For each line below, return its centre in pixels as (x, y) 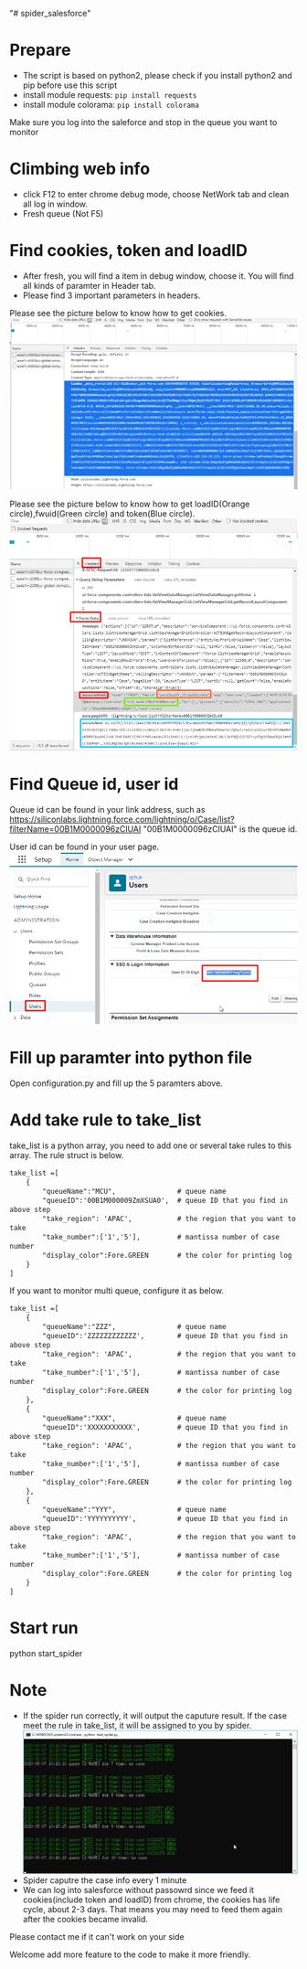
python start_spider (46, 1653)
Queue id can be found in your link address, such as (107, 810)
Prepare (40, 50)
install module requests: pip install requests (110, 94)
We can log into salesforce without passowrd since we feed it (138, 1890)
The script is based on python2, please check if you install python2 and (157, 75)
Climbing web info (80, 169)
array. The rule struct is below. (67, 1155)
